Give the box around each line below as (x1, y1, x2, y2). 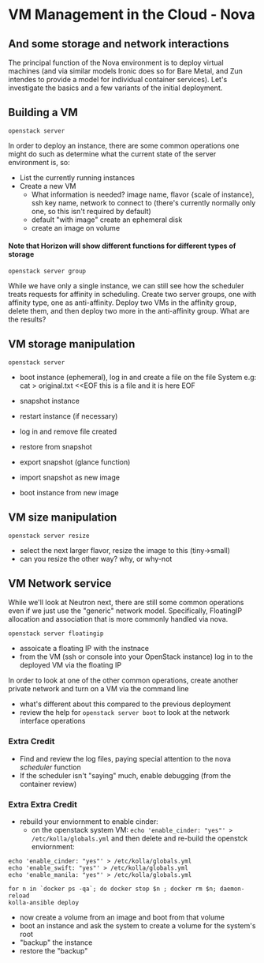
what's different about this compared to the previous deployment (19, 699, 231, 709)
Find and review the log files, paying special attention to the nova (19, 754, 231, 763)
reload (8, 892, 30, 900)
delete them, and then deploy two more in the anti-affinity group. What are (8, 307, 250, 316)
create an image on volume (31, 223, 121, 232)
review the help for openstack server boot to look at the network (19, 708, 230, 717)
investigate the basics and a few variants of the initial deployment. (8, 83, 223, 92)
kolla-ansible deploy (8, 899, 80, 907)
